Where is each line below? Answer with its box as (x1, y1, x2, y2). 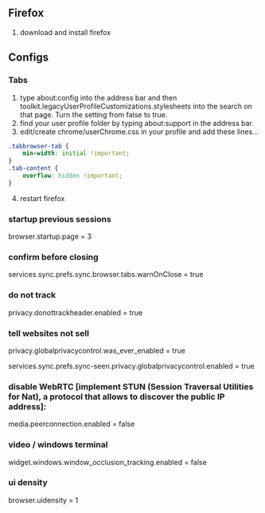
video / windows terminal (8, 439, 108, 450)
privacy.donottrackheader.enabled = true (8, 307, 143, 318)
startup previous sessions (8, 213, 111, 224)
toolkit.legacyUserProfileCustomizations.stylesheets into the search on (19, 101, 253, 111)
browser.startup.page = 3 (8, 231, 92, 242)
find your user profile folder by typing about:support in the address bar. (19, 118, 255, 128)
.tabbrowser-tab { (8, 142, 69, 150)
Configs (8, 51, 49, 65)
